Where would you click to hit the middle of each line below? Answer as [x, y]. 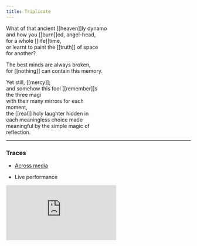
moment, [17, 107]
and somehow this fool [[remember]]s [52, 88]
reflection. [18, 132]
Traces [16, 153]
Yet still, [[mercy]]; [28, 82]
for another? [21, 53]
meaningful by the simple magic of [48, 126]
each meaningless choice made [45, 119]
